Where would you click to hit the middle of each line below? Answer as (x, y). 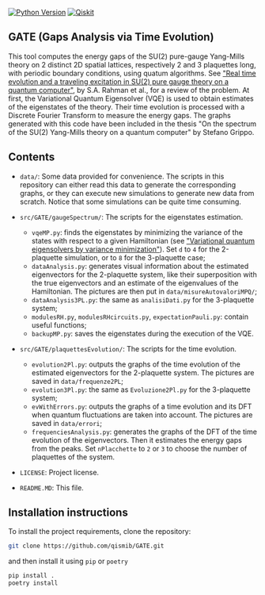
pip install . (32, 576)
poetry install (33, 583)
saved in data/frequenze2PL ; (78, 381)
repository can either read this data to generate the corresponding (128, 184)
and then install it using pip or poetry (68, 561)
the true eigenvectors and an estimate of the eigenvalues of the (135, 282)
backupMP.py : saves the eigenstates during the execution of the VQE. (143, 333)
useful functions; (59, 324)
